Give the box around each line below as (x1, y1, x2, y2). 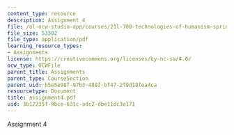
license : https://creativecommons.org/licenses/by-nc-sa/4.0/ (7, 56, 192, 63)
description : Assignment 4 (7, 17, 86, 24)
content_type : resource (7, 10, 77, 17)
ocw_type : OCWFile (7, 62, 61, 69)
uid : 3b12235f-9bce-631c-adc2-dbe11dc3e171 (7, 101, 136, 108)
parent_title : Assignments (7, 68, 86, 75)
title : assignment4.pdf (7, 95, 77, 102)
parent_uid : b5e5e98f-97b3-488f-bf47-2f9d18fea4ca (7, 81, 157, 88)
